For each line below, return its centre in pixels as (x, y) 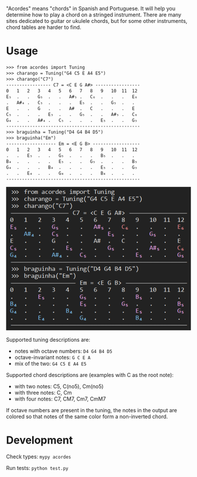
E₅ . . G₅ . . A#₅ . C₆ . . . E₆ (72, 96)
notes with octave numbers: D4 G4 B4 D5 (63, 351)
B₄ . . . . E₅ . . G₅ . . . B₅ (72, 161)
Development (40, 440)
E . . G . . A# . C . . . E (70, 108)
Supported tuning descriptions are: (48, 339)
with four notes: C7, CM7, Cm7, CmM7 (60, 399)
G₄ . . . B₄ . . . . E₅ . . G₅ (72, 167)
